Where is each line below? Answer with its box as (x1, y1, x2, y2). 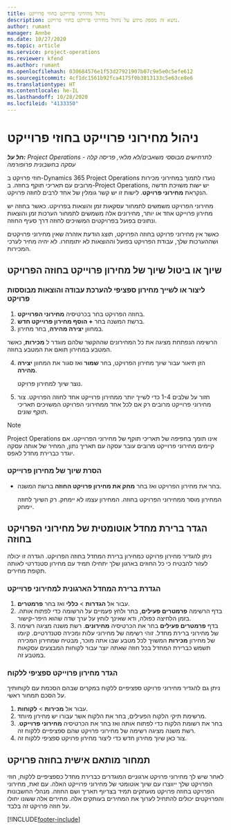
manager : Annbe (7, 29, 51, 37)
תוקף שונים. (17, 407, 48, 416)
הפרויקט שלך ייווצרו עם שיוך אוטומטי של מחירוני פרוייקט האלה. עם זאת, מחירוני (7, 780, 213, 788)
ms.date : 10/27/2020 (7, 36, 67, 43)
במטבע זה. (17, 651, 46, 659)
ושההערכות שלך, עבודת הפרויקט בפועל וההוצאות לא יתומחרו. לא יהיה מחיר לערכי (7, 237, 219, 246)
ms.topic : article (7, 42, 60, 49)
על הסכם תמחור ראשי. (7, 691, 66, 699)
